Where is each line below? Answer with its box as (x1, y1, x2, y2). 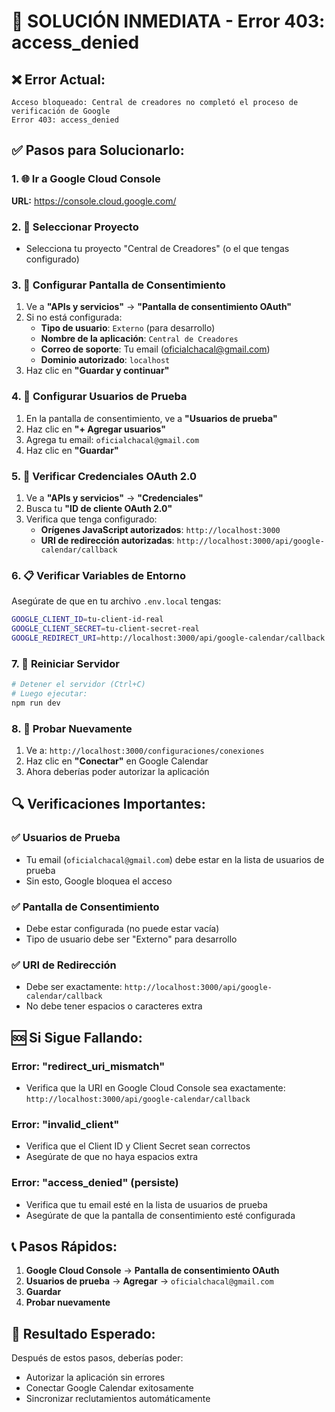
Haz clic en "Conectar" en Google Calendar (25, 755, 209, 767)
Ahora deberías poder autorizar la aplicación (25, 766, 210, 778)
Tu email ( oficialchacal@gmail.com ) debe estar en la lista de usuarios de (25, 853, 325, 865)
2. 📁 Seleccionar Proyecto (11, 220, 139, 234)
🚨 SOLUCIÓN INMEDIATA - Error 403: (11, 10, 326, 33)
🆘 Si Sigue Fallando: (11, 1029, 143, 1046)
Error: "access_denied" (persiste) (11, 1176, 179, 1190)
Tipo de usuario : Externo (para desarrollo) (40, 322, 216, 334)
